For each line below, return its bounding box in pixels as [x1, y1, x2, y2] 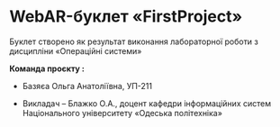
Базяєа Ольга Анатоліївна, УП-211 [22, 80, 153, 91]
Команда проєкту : [9, 63, 86, 74]
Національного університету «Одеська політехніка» [22, 107, 223, 118]
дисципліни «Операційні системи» [9, 45, 142, 56]
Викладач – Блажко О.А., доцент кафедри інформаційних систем [22, 97, 272, 109]
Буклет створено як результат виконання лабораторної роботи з [9, 36, 259, 47]
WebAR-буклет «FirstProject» [9, 6, 243, 27]
